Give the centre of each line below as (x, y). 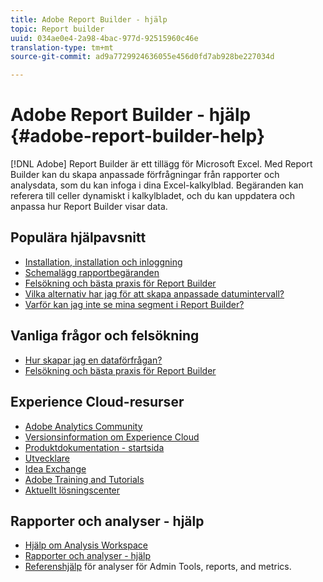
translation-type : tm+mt (62, 47)
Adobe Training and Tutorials (84, 479)
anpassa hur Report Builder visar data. (89, 207)
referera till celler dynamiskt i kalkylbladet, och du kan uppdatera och (153, 196)
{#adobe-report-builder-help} (138, 136)
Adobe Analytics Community (83, 426)
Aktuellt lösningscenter (72, 490)
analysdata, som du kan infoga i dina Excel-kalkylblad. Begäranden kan (157, 185)
